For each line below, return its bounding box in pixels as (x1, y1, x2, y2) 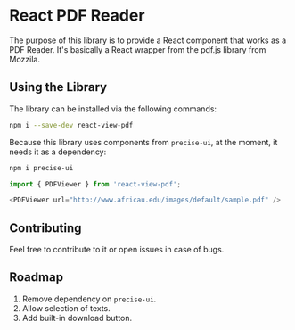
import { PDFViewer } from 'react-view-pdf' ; (9, 179, 181, 188)
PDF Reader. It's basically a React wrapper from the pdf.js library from (9, 44, 266, 54)
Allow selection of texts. (21, 302, 111, 313)
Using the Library (9, 79, 108, 95)
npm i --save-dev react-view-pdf (9, 120, 134, 129)
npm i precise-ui (9, 163, 74, 172)
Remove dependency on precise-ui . (21, 293, 157, 304)
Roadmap (9, 269, 64, 285)
